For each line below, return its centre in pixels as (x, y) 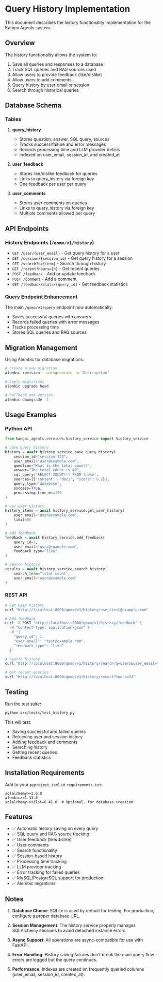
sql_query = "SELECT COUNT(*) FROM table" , (56, 475)
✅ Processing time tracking (39, 862)
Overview (20, 43)
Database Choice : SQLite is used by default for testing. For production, (83, 911)
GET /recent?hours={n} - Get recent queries (56, 269)
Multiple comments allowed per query (57, 213)
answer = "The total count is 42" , (48, 470)
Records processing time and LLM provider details (70, 150)
